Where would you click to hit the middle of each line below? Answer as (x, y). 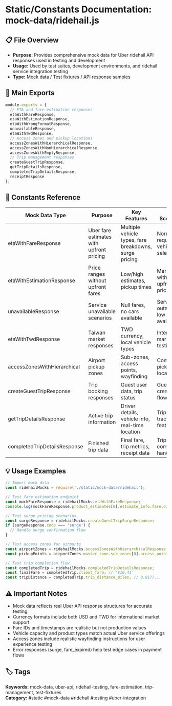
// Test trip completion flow (38, 563)
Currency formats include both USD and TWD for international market (86, 617)
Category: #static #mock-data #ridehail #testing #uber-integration (76, 698)
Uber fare (100, 230)
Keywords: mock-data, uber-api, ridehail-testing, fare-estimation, (75, 687)
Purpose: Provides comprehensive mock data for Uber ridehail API (83, 55)
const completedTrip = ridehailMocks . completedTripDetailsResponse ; (80, 568)
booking (98, 391)
